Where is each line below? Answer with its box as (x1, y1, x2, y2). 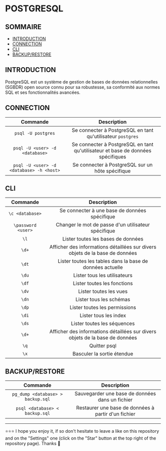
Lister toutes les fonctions (73, 280, 133, 287)
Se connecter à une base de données (59, 207, 147, 214)
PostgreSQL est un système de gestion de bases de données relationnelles (5, 79, 158, 84)
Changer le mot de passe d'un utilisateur (56, 221, 150, 228)
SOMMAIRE (5, 23, 42, 31)
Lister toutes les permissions (69, 304, 136, 311)
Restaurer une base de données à (76, 405, 155, 411)
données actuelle (83, 264, 123, 271)
